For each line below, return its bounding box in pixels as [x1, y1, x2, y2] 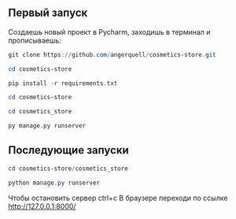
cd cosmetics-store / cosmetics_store [8, 165, 128, 173]
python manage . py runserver [8, 179, 101, 187]
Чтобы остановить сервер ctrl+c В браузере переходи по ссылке [8, 193, 228, 202]
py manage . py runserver [8, 122, 87, 130]
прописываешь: [8, 35, 61, 45]
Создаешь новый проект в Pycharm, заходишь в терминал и [8, 27, 211, 36]
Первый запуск [8, 6, 88, 20]
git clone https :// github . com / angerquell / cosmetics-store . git [8, 50, 216, 58]
